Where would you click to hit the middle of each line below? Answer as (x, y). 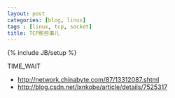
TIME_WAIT (24, 66)
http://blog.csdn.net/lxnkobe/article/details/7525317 (92, 87)
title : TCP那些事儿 (34, 33)
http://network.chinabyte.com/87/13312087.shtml (88, 80)
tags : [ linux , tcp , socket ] (50, 26)
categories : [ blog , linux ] (47, 20)
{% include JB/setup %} (42, 53)
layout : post (26, 14)
